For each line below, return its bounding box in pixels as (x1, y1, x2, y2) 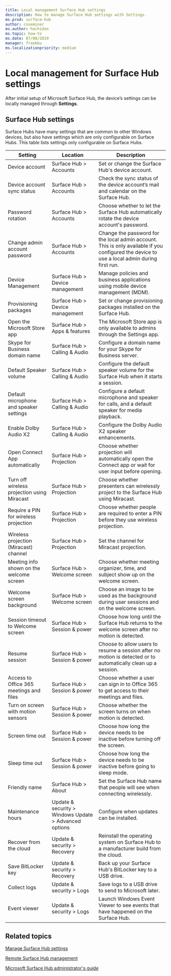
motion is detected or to (98, 653, 156, 661)
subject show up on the (98, 571, 155, 578)
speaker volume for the (98, 366, 154, 374)
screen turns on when (98, 708, 151, 715)
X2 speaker (98, 428, 126, 435)
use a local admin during (98, 255, 157, 262)
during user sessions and (98, 598, 159, 605)
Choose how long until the (98, 613, 161, 620)
